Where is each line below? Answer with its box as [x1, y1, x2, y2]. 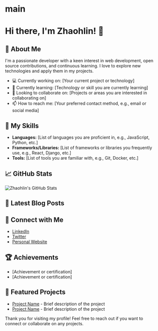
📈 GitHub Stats [5, 170, 52, 178]
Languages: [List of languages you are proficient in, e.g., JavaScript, [12, 134, 150, 140]
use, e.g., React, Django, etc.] [12, 150, 72, 156]
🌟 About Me [5, 45, 41, 53]
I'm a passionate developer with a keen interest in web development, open [5, 58, 154, 64]
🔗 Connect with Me [5, 215, 64, 224]
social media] [12, 108, 39, 114]
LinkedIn [12, 229, 30, 234]
